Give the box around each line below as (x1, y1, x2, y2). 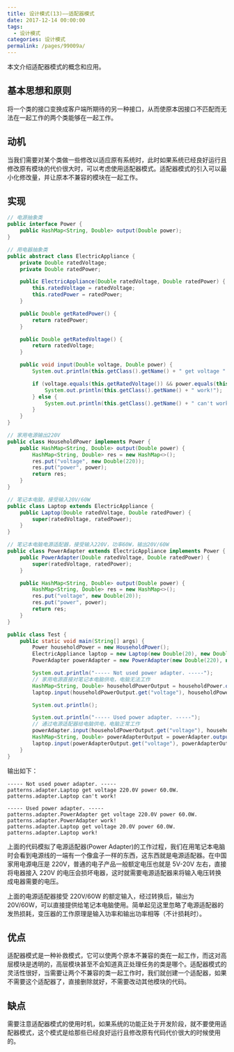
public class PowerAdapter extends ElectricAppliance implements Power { (7, 548, 226, 555)
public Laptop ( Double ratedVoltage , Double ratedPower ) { (19, 509, 192, 516)
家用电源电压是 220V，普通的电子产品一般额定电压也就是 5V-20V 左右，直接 (7, 860, 227, 868)
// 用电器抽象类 (7, 246, 48, 253)
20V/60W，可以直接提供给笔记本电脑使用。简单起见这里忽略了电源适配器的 (7, 900, 224, 909)
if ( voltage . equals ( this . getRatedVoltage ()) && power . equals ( (32, 380, 217, 387)
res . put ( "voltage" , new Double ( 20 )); (32, 593, 141, 600)
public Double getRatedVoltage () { (19, 336, 123, 343)
